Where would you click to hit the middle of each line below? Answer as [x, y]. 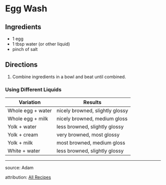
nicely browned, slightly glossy [92, 111]
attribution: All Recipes [28, 177]
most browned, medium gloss [91, 143]
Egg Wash [26, 9]
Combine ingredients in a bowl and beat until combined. [69, 77]
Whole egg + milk [28, 119]
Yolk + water [22, 127]
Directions [21, 65]
